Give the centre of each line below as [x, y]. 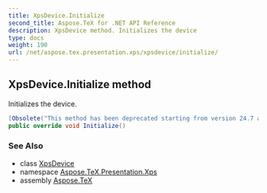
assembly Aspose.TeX [56, 180]
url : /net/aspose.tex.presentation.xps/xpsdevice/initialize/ [113, 52]
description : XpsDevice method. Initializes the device [103, 30]
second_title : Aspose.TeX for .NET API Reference [92, 23]
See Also [26, 146]
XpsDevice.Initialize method [80, 85]
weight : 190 [28, 45]
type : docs [26, 38]
